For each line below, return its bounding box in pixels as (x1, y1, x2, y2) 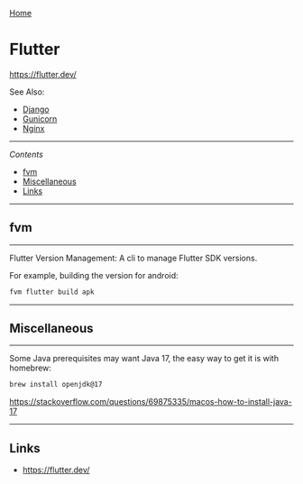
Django (22, 104, 50, 114)
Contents (9, 149, 43, 160)
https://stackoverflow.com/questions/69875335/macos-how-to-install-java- (9, 397, 293, 407)
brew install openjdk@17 (9, 380, 103, 389)
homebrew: (9, 362, 52, 373)
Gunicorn (22, 113, 58, 124)
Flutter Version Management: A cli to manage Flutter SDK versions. (9, 252, 258, 263)
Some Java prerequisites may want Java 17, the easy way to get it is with (9, 353, 280, 364)
